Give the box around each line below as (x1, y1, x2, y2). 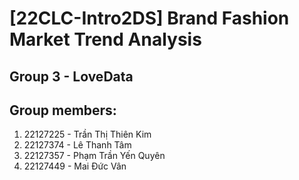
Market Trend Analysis (9, 28, 202, 51)
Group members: (9, 102, 117, 119)
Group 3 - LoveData (9, 68, 134, 85)
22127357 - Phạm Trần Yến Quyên (23, 150, 166, 162)
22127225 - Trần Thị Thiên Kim (23, 128, 152, 141)
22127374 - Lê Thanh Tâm (23, 139, 132, 151)
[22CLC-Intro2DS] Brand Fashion (9, 7, 290, 30)
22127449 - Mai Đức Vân (23, 160, 127, 172)
